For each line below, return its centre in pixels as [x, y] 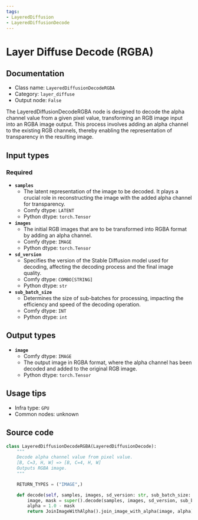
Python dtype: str [45, 286]
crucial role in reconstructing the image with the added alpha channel [108, 198]
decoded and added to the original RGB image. [80, 368]
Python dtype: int [45, 317]
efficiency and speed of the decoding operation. [82, 304]
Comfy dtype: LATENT [49, 210]
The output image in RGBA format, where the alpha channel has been [108, 362]
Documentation [35, 74]
